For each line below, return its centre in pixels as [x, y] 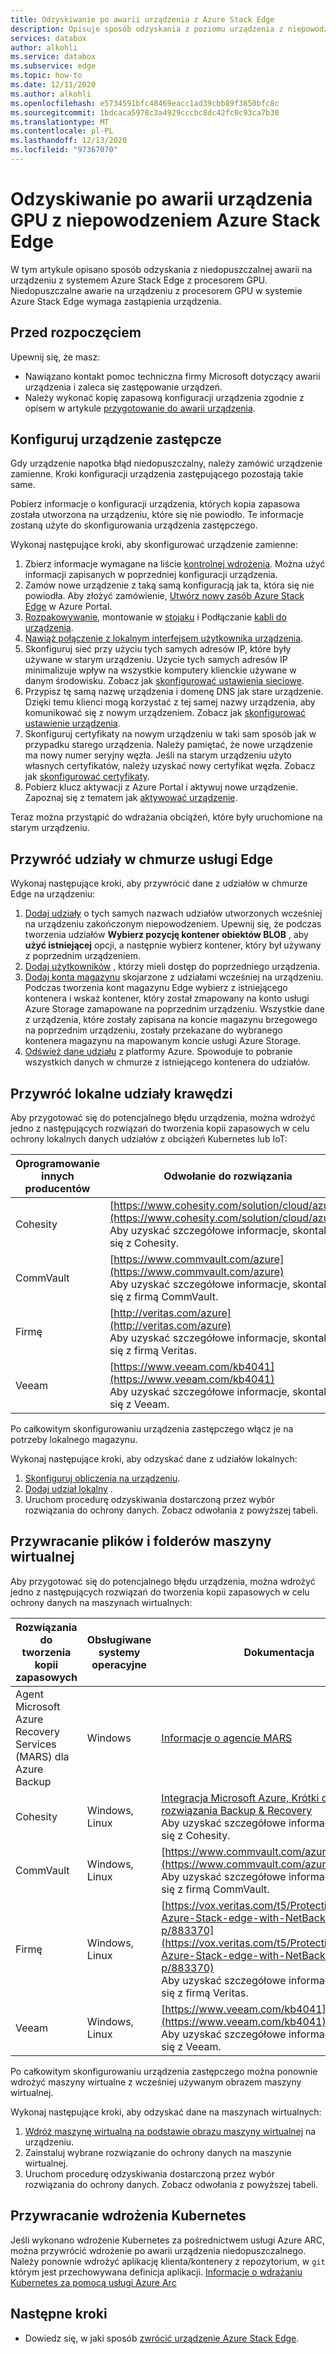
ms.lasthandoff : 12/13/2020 [69, 141]
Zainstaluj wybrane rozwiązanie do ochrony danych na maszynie [158, 2152]
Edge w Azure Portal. [68, 607]
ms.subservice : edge [53, 66]
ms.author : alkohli [51, 94]
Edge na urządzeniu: [53, 894]
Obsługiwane [119, 1639]
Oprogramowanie [57, 1164]
